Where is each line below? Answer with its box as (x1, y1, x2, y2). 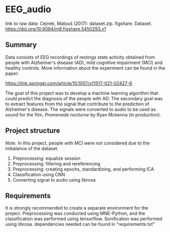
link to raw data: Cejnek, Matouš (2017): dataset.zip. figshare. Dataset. (5, 20, 152, 26)
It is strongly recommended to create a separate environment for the (5, 205, 149, 211)
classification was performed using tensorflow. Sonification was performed (5, 216, 162, 222)
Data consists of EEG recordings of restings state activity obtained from (5, 54, 155, 60)
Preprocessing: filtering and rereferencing (12, 160, 100, 166)
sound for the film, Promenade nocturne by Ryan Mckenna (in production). (5, 111, 161, 118)
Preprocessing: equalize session (12, 155, 81, 161)
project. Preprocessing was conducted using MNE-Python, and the (5, 210, 146, 217)
